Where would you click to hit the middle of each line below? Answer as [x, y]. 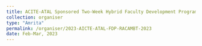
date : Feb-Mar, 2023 [32, 34]
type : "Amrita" [25, 23]
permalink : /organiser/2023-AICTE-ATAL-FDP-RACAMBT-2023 [79, 28]
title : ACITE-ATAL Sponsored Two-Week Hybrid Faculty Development [91, 12]
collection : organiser [35, 17]
